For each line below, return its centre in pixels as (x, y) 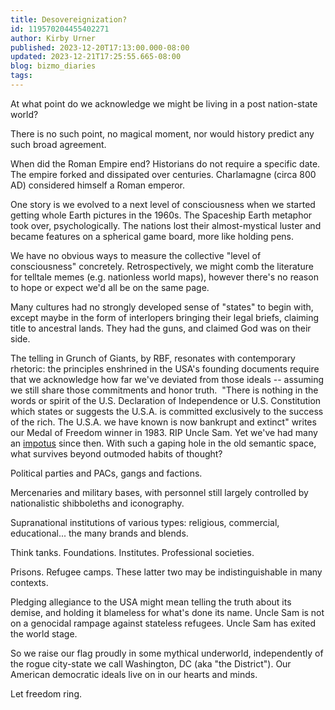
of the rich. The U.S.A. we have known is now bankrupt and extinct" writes (163, 422)
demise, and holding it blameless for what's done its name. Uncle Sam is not (167, 612)
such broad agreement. (58, 144)
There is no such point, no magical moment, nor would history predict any (162, 133)
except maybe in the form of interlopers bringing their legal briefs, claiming (165, 317)
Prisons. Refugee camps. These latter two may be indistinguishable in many (166, 572)
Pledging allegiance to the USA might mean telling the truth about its (151, 602)
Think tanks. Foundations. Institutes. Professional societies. (132, 552)
